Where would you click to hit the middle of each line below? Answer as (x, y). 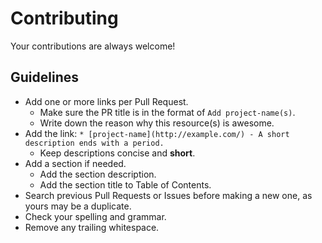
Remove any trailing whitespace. (92, 227)
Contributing (64, 18)
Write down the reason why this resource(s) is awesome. (157, 123)
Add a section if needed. (75, 163)
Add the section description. (98, 174)
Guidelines (44, 77)
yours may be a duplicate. (78, 206)
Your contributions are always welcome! (93, 46)
